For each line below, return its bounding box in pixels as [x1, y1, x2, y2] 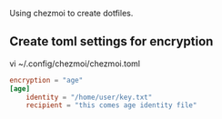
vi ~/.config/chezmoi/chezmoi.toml [9, 58, 141, 69]
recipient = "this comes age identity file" [25, 101, 197, 110]
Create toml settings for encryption [9, 34, 214, 49]
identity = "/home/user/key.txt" [25, 93, 153, 102]
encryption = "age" [9, 75, 84, 84]
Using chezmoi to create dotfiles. [9, 8, 134, 18]
